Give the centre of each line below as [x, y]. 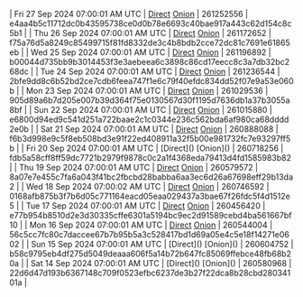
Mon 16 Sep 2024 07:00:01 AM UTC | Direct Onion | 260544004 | [151, 225]
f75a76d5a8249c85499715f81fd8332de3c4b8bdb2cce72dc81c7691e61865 [150, 42]
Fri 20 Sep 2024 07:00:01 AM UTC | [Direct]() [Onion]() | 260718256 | [155, 148]
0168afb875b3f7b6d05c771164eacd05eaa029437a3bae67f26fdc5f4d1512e [150, 196]
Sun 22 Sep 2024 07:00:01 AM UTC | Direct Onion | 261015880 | [153, 110]
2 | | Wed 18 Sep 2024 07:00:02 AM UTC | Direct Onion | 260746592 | [139, 186]
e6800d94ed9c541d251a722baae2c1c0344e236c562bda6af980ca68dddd [149, 119]
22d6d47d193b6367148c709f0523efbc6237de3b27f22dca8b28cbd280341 [150, 273]
